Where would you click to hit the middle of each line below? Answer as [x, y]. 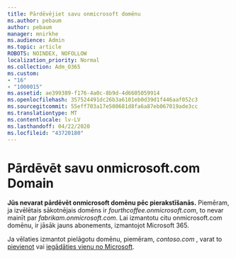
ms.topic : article [34, 47]
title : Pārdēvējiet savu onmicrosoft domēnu [74, 14]
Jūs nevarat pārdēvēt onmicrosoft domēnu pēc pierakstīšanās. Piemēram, [118, 203]
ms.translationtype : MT [43, 113]
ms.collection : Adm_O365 [44, 67]
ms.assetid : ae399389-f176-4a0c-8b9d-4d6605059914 [84, 93]
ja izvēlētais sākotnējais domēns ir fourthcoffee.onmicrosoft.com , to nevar [116, 210]
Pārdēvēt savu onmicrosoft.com [104, 168]
